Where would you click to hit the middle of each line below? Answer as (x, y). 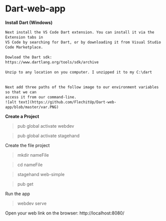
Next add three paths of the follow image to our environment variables (82, 87)
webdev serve (32, 203)
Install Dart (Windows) (29, 22)
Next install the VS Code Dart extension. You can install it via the (80, 32)
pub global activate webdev (46, 126)
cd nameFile (30, 165)
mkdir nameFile (33, 155)
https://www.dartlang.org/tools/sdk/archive (52, 62)
